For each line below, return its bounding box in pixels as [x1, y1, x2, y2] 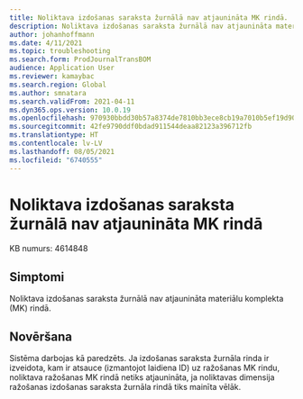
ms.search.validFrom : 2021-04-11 [9, 96, 135, 106]
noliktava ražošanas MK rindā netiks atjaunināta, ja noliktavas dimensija [9, 372, 275, 383]
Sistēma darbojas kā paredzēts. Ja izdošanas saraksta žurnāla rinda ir [9, 353, 270, 364]
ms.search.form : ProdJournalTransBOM [9, 55, 151, 64]
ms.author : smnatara [9, 88, 87, 97]
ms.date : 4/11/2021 [9, 38, 83, 48]
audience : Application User [9, 64, 115, 73]
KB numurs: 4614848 [9, 243, 88, 254]
